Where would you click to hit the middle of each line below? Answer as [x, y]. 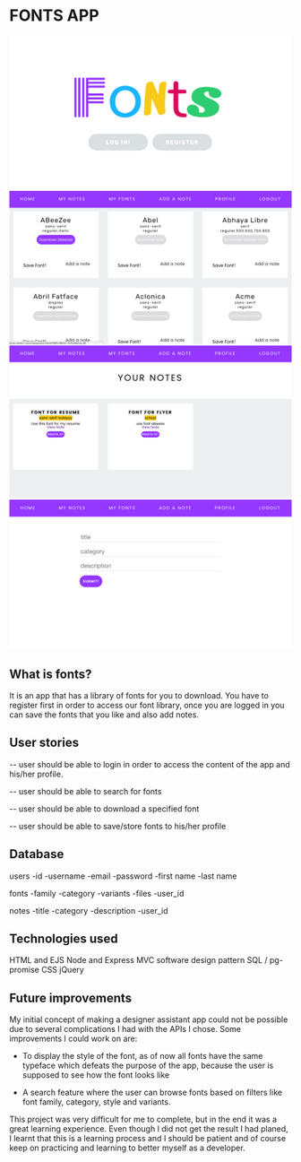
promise [25, 970]
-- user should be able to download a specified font [104, 809]
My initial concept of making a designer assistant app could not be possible [149, 1019]
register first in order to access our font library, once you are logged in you [147, 706]
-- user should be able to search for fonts [86, 791]
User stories [44, 743]
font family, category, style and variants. [96, 1102]
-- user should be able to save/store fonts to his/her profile [118, 826]
